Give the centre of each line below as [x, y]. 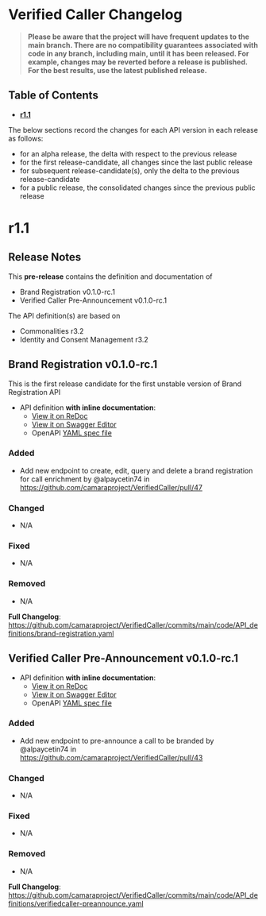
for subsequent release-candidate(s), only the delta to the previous [129, 170]
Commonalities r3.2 [52, 330]
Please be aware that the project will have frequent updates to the [139, 37]
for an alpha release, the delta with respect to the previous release [128, 153]
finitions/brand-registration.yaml [61, 633]
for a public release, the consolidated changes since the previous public [137, 187]
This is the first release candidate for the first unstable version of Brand [125, 384]
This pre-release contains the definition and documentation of [110, 276]
